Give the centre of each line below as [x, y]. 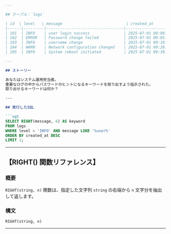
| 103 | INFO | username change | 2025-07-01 [78, 43]
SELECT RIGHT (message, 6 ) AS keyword [45, 121]
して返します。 [21, 196]
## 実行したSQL [20, 107]
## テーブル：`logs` [25, 14]
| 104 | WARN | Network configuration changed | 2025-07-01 [78, 47]
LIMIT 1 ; [15, 140]
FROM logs [16, 126]
